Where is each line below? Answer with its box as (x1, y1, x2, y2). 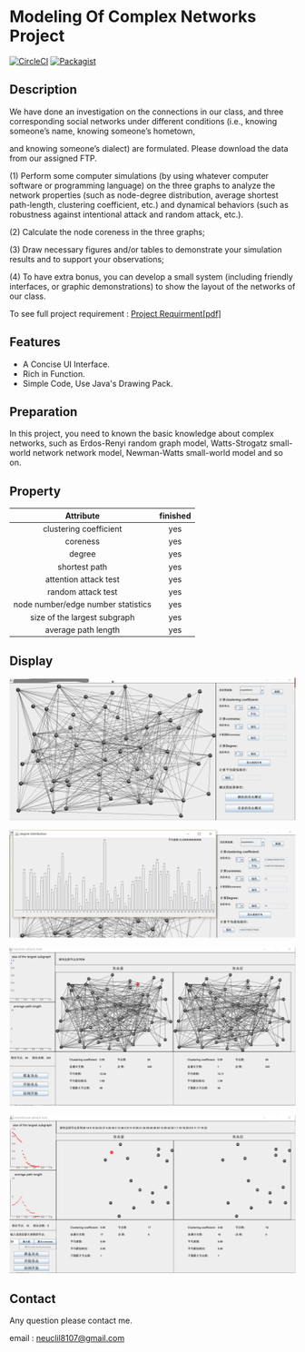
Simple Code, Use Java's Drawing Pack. (22, 378, 173, 389)
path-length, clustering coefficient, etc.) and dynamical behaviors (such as (9, 199, 289, 210)
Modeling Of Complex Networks (9, 6, 257, 27)
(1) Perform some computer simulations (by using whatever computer (9, 170, 270, 181)
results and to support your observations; (9, 253, 165, 264)
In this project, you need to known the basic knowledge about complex (9, 429, 274, 439)
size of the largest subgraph (30, 611, 135, 623)
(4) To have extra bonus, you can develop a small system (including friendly (9, 271, 293, 282)
